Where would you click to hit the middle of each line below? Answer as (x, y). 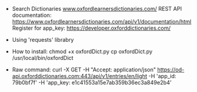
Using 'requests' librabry (43, 40)
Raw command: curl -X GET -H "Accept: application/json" (84, 70)
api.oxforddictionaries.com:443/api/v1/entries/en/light (79, 76)
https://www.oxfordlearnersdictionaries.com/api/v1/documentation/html (102, 21)
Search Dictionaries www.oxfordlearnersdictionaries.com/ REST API (97, 9)
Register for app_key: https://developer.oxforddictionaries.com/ (91, 28)
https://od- (171, 70)
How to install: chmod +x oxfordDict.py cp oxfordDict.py (82, 51)
